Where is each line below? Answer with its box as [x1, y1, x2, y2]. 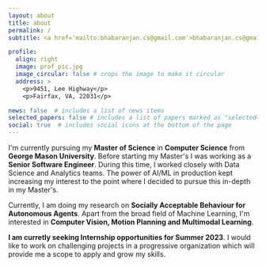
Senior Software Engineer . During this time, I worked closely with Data [8, 160, 240, 169]
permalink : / [8, 26, 51, 34]
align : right [15, 55, 59, 63]
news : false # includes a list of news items [8, 106, 165, 115]
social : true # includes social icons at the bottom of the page [8, 121, 232, 129]
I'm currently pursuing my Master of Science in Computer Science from [8, 143, 245, 152]
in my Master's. [8, 185, 59, 194]
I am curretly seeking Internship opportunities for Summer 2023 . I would [8, 233, 251, 242]
